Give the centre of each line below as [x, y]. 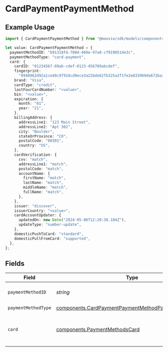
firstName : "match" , [44, 178]
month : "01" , [32, 104]
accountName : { [34, 173]
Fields [15, 263]
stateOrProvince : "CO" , [43, 136]
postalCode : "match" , [41, 169]
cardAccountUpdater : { [38, 215]
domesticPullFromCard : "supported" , [52, 238]
